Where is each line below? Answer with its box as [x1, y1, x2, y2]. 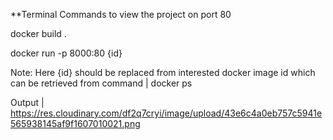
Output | [10, 97, 45, 108]
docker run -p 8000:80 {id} [10, 47, 123, 59]
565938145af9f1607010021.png [10, 118, 141, 129]
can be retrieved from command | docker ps [10, 77, 193, 89]
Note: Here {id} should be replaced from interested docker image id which [10, 67, 316, 78]
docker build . [10, 28, 67, 39]
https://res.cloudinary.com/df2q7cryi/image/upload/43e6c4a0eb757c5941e [10, 107, 323, 119]
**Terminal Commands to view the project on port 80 [10, 9, 232, 20]
